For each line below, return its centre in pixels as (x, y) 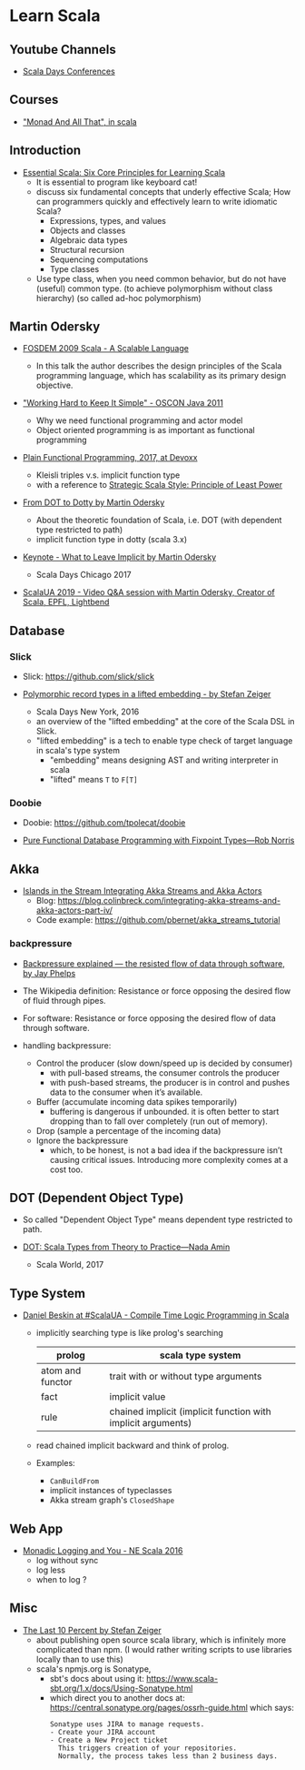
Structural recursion (87, 249)
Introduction (45, 151)
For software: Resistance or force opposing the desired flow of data (149, 1018)
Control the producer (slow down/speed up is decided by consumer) (164, 1063)
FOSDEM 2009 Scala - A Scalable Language (105, 349)
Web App (36, 1528)
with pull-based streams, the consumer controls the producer (165, 1072)
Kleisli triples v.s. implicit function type (108, 475)
